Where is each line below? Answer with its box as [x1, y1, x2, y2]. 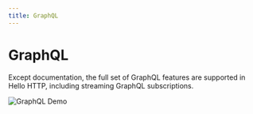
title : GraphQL [8, 11, 59, 20]
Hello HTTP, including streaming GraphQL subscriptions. [8, 81, 194, 90]
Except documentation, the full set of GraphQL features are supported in [8, 73, 246, 82]
